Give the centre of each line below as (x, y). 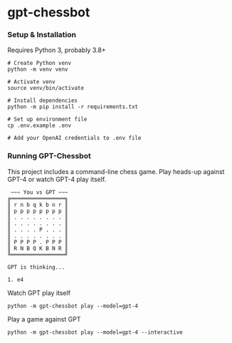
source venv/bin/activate (46, 88)
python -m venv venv (38, 70)
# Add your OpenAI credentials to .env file (74, 138)
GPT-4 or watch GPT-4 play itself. (57, 179)
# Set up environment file (47, 119)
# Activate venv (31, 82)
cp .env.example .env (39, 126)
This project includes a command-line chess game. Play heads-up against (116, 171)
